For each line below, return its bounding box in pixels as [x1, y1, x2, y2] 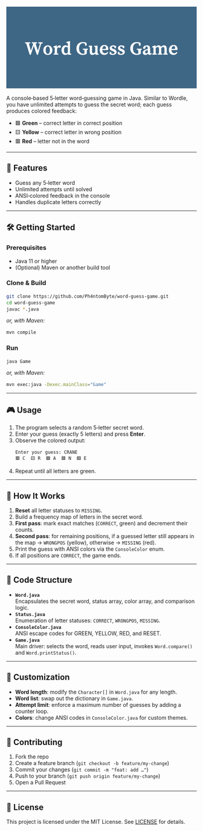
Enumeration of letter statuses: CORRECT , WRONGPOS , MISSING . [14, 617, 161, 624]
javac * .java [6, 306, 39, 312]
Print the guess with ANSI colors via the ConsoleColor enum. [14, 545, 165, 553]
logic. [14, 603, 29, 611]
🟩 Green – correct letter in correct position [14, 119, 123, 126]
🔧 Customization [6, 672, 70, 683]
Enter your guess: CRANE [14, 449, 78, 456]
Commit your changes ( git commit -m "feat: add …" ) [14, 766, 149, 774]
